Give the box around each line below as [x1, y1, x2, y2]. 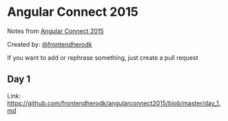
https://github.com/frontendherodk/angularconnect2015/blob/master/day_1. [7, 99, 221, 107]
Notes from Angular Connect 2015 [7, 27, 105, 35]
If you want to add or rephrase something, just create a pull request [7, 53, 198, 62]
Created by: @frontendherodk [7, 40, 92, 48]
